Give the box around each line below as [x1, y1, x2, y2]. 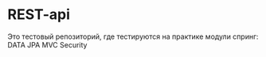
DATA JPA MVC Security [7, 40, 88, 49]
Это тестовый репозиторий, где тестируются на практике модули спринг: [7, 32, 259, 41]
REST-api [7, 6, 71, 24]
